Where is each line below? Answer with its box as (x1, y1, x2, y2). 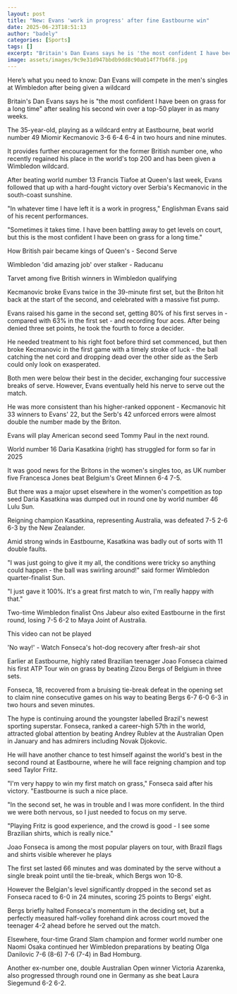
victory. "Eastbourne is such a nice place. (7, 786, 128, 795)
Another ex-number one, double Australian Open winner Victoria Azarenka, (7, 964, 226, 972)
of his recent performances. (7, 211, 89, 220)
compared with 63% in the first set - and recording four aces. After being (7, 316, 220, 325)
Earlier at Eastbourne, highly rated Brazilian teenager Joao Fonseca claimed (7, 656, 228, 665)
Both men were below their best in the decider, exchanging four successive (7, 374, 226, 382)
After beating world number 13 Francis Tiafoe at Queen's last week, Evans (7, 175, 222, 184)
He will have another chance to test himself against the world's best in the (7, 750, 222, 759)
